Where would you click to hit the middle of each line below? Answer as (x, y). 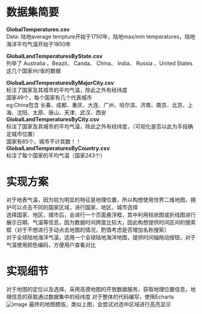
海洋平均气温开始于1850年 (38, 44)
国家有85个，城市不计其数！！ (44, 141)
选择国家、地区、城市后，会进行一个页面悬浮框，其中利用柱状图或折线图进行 (101, 215)
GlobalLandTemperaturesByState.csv (54, 56)
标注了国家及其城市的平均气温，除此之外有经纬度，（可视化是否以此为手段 (97, 126)
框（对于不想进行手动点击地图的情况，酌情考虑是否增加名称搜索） (88, 230)
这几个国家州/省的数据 (34, 70)
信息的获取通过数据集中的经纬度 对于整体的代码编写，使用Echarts (93, 297)
